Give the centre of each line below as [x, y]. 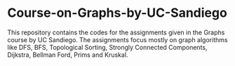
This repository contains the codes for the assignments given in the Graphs [116, 32]
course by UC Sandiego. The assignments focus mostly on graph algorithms [117, 39]
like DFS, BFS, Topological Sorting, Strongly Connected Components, [107, 47]
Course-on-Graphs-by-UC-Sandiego [117, 13]
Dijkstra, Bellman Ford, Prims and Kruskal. [68, 55]
